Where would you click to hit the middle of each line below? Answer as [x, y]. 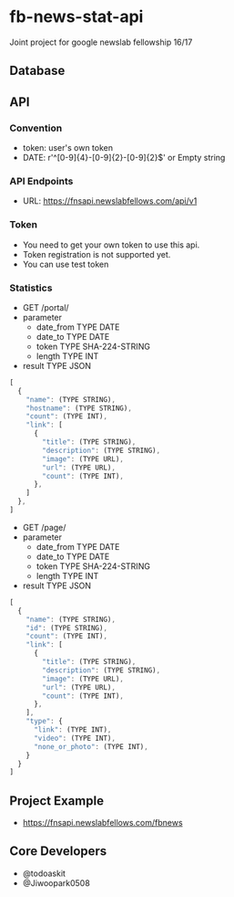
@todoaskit [44, 873]
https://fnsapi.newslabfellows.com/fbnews [103, 823]
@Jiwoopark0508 [56, 882]
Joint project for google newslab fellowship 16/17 [101, 42]
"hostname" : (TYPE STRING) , [79, 408]
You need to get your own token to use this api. [111, 245]
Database [37, 71]
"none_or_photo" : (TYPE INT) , [91, 746]
